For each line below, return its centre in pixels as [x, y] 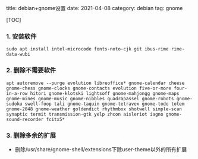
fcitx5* [56, 119]
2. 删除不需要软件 [31, 71]
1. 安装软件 [21, 36]
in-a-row [17, 93]
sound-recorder [25, 119]
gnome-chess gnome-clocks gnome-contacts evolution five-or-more [89, 88]
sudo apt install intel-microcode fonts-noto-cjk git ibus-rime [87, 49]
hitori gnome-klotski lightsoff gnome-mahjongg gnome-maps [105, 93]
